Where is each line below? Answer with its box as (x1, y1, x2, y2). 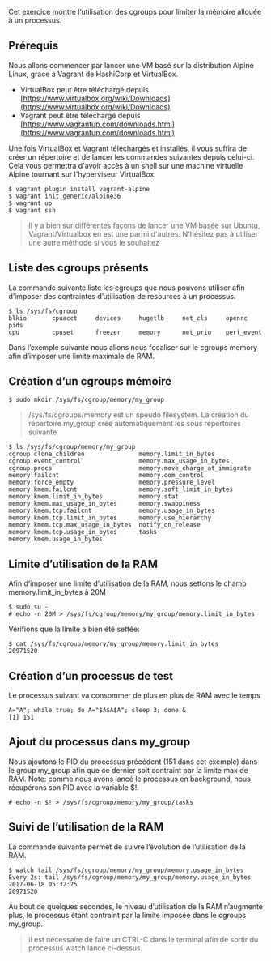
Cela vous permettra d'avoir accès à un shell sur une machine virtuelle (8, 160, 243, 170)
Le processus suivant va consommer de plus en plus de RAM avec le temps (8, 690, 260, 700)
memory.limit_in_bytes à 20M (8, 587, 107, 597)
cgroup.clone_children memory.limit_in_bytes (8, 450, 216, 459)
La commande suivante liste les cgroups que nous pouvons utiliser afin (8, 283, 245, 293)
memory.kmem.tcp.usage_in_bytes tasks (8, 528, 158, 536)
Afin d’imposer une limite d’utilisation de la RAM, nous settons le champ (8, 579, 247, 588)
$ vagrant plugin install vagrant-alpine (8, 185, 150, 193)
